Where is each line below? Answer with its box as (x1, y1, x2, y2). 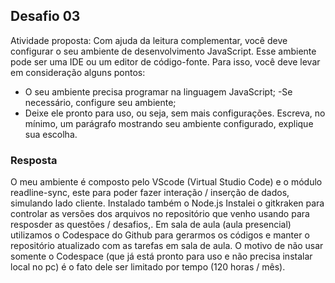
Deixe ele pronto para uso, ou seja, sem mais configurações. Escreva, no (24, 107, 326, 119)
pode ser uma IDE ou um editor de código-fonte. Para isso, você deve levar (10, 55, 321, 68)
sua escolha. (24, 128, 78, 140)
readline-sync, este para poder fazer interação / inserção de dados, (10, 187, 290, 199)
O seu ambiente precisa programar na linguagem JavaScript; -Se (24, 85, 293, 98)
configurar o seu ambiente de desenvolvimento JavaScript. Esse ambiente (10, 45, 317, 57)
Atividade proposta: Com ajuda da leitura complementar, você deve (10, 34, 288, 46)
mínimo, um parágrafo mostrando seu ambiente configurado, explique (24, 117, 314, 129)
